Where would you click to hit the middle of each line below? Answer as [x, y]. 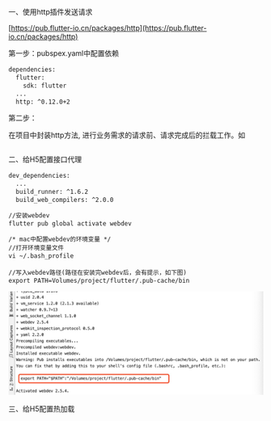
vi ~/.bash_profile [41, 256]
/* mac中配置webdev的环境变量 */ [60, 239]
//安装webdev [29, 216]
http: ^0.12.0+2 [43, 102]
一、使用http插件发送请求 [51, 12]
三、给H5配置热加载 [42, 408]
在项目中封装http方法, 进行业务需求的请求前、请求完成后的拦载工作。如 [127, 135]
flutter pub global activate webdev [70, 224]
